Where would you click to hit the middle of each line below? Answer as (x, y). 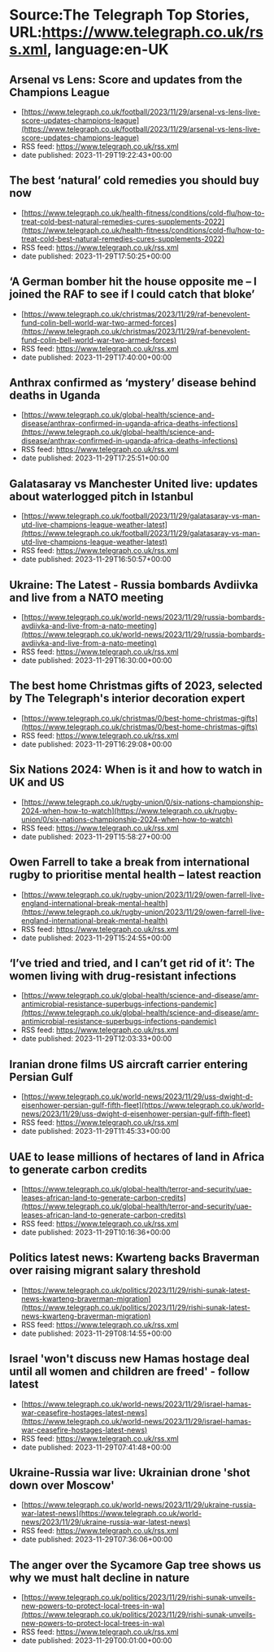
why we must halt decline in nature (100, 1578)
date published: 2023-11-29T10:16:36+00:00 (96, 1232)
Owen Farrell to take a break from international (130, 863)
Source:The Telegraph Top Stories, (130, 15)
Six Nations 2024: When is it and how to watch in (136, 770)
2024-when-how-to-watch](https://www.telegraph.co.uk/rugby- (129, 810)
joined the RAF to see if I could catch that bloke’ (132, 294)
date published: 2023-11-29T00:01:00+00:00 (97, 1641)
